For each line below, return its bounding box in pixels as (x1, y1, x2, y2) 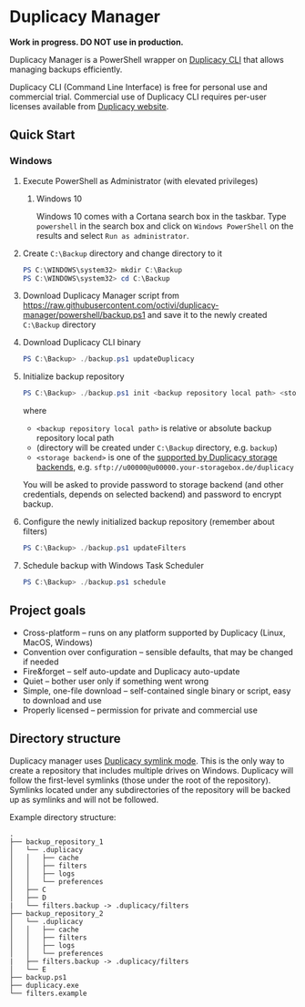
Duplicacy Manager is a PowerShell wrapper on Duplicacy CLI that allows (9, 54, 284, 65)
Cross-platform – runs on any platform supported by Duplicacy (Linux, (22, 627, 286, 638)
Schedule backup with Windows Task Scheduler (22, 560, 205, 570)
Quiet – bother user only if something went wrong (22, 675, 209, 686)
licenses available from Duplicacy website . (9, 100, 169, 111)
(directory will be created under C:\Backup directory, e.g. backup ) (36, 442, 278, 453)
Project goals (9, 603, 86, 619)
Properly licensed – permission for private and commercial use (22, 704, 258, 715)
